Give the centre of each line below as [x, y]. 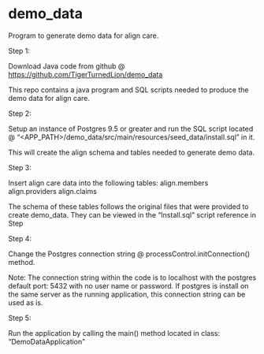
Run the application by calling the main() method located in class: [114, 333]
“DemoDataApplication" [47, 341]
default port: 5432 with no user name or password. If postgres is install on [128, 285]
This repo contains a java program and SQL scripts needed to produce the [128, 89]
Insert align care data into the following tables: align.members [108, 183]
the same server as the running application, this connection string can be [127, 294]
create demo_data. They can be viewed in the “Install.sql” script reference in [132, 214]
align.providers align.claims [52, 191]
